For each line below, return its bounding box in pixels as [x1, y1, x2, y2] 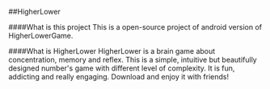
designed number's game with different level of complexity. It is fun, [8, 63, 235, 73]
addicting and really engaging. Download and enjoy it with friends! [8, 72, 229, 81]
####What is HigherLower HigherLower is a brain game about [8, 47, 216, 55]
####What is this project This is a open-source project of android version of [8, 22, 263, 31]
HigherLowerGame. [8, 31, 74, 40]
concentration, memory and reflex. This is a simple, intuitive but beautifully [8, 55, 257, 64]
